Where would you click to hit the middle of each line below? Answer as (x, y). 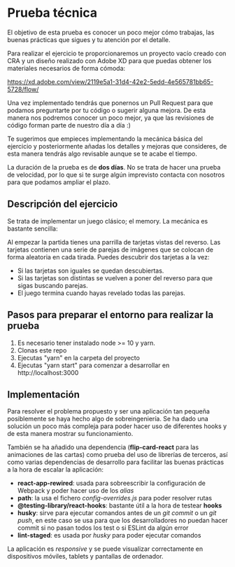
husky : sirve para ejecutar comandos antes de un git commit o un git (117, 513)
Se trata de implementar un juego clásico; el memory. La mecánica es (108, 221)
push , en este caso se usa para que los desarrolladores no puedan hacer (123, 521)
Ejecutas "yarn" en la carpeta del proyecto (78, 357)
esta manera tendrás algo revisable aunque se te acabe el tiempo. (102, 153)
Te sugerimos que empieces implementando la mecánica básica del (105, 139)
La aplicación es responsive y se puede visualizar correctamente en (105, 549)
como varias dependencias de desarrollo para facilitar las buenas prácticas (116, 462)
